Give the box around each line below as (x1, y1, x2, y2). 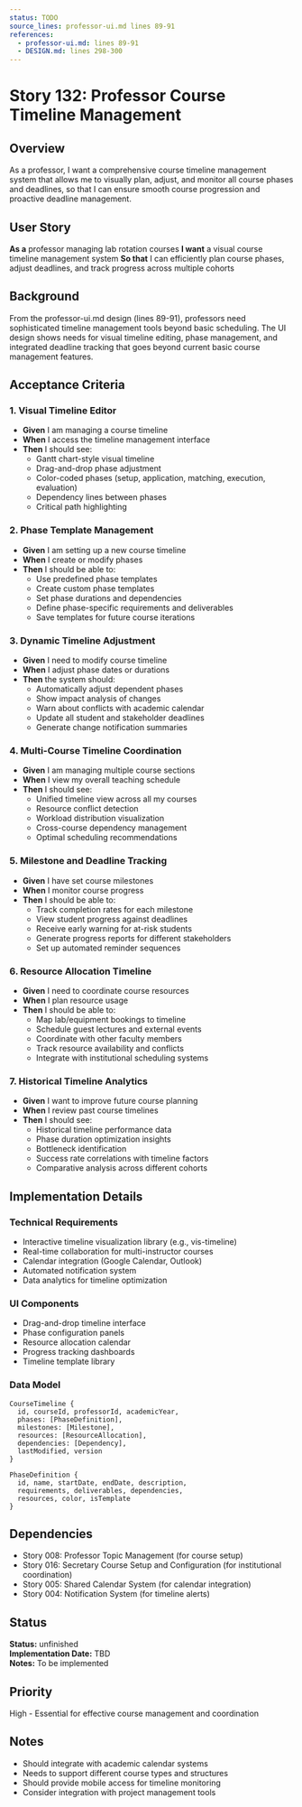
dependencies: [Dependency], (17, 1439, 127, 1448)
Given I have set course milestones (22, 875, 154, 885)
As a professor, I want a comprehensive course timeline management (9, 164, 267, 176)
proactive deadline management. (9, 193, 133, 204)
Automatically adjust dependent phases (35, 683, 184, 695)
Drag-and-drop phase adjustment (35, 463, 162, 474)
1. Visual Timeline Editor (9, 404, 117, 417)
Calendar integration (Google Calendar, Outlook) (22, 1256, 203, 1266)
